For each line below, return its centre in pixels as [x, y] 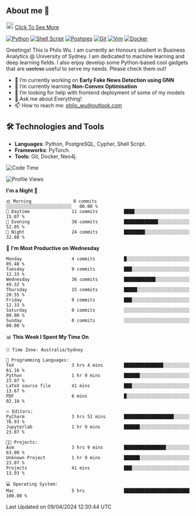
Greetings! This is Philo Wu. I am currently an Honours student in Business [96, 50]
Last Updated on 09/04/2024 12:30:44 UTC [59, 507]
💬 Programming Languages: [37, 360]
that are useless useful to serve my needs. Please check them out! [86, 69]
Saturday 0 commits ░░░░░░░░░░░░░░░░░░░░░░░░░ [98, 310]
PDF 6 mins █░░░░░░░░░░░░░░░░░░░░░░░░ [98, 396]
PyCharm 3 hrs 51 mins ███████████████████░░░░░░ [98, 416]
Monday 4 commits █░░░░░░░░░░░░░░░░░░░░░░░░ [98, 259]
